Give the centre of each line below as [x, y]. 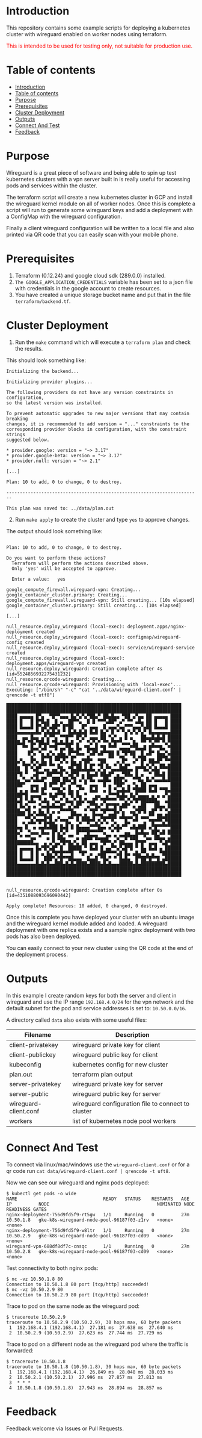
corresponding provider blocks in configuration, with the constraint [96, 429]
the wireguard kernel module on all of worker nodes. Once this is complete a [101, 204]
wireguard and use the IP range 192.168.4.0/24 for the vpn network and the [100, 1002]
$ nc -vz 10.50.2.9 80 [35, 1290]
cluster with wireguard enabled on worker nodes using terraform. [87, 34]
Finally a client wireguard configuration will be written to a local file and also [100, 228]
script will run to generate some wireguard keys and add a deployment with [100, 210]
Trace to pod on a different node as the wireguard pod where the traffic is [97, 1344]
